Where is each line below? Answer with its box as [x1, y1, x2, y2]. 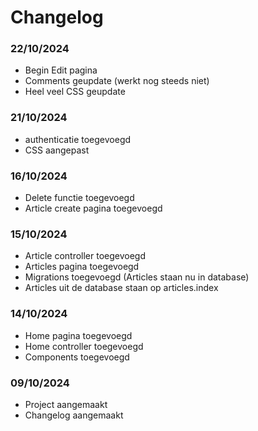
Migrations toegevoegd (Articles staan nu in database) [24, 271, 250, 283]
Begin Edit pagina [24, 64, 98, 76]
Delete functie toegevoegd [24, 192, 135, 204]
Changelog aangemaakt [24, 409, 124, 421]
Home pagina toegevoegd [24, 329, 133, 341]
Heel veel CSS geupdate [24, 86, 126, 98]
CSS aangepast [24, 144, 90, 156]
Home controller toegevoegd [24, 340, 144, 352]
